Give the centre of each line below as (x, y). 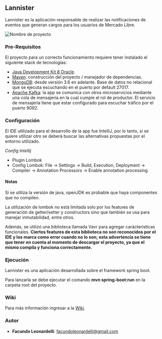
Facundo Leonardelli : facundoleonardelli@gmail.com (65, 331)
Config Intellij (18, 151)
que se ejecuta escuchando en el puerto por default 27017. (71, 87)
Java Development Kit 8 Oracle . (44, 72)
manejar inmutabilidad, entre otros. (40, 217)
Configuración (22, 121)
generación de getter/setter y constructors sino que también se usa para (77, 212)
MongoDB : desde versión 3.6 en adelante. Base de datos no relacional (82, 82)
